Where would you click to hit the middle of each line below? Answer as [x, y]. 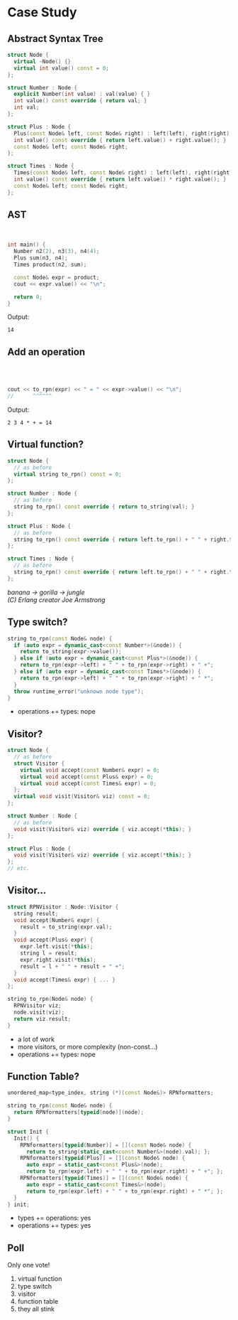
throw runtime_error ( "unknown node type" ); [79, 691]
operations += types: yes [54, 1225]
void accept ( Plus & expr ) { [53, 940]
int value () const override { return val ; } [80, 101]
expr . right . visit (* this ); [58, 960]
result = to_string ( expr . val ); [66, 927]
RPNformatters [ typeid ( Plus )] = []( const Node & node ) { [103, 1158]
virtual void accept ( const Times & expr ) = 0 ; [89, 783]
